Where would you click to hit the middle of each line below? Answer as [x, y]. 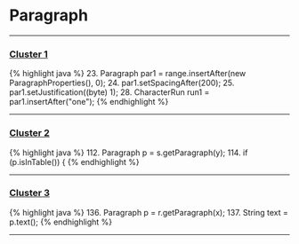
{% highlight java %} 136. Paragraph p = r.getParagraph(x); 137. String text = [149, 212]
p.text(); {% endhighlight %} [61, 222]
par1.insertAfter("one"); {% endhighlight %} [89, 102]
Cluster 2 [30, 133]
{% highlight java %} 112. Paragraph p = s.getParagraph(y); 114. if [129, 153]
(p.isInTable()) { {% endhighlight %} [74, 161]
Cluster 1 [29, 54]
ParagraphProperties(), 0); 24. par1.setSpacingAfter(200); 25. [122, 83]
